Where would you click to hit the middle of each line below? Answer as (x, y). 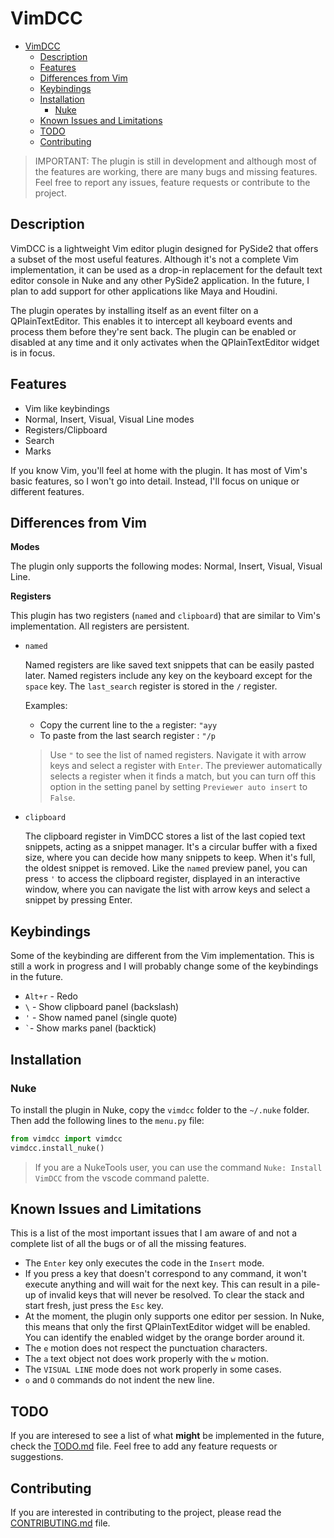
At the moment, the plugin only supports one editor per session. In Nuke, (174, 1316)
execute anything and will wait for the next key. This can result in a (162, 1284)
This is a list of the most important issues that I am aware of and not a (154, 1233)
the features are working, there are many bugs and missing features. (176, 171)
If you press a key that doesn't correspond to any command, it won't (165, 1274)
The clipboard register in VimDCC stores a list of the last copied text (165, 836)
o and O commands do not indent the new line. (119, 1380)
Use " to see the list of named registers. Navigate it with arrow (178, 755)
